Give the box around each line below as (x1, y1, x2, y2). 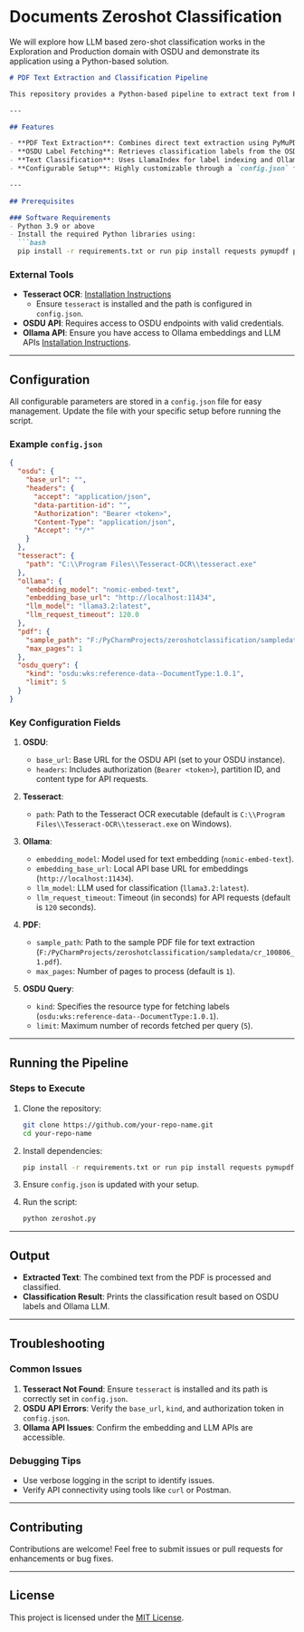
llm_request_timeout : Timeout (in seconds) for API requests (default (35, 892, 291, 904)
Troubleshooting (9, 1335, 106, 1351)
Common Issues (9, 1363, 83, 1375)
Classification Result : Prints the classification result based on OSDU (22, 1291, 279, 1303)
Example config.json (9, 438, 103, 451)
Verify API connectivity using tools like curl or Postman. (22, 1485, 232, 1496)
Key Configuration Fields (9, 716, 121, 728)
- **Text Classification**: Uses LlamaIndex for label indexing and (9, 156, 273, 165)
